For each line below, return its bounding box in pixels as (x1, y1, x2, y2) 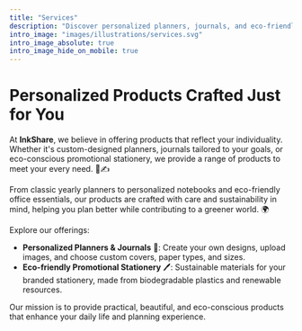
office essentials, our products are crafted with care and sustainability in (9, 194, 277, 205)
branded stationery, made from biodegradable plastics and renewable (22, 275, 281, 286)
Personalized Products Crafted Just (9, 85, 281, 106)
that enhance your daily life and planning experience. (9, 311, 207, 322)
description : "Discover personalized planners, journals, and (9, 22, 247, 31)
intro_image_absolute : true (9, 38, 115, 48)
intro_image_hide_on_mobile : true (9, 47, 139, 56)
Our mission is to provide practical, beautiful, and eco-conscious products (9, 302, 285, 313)
